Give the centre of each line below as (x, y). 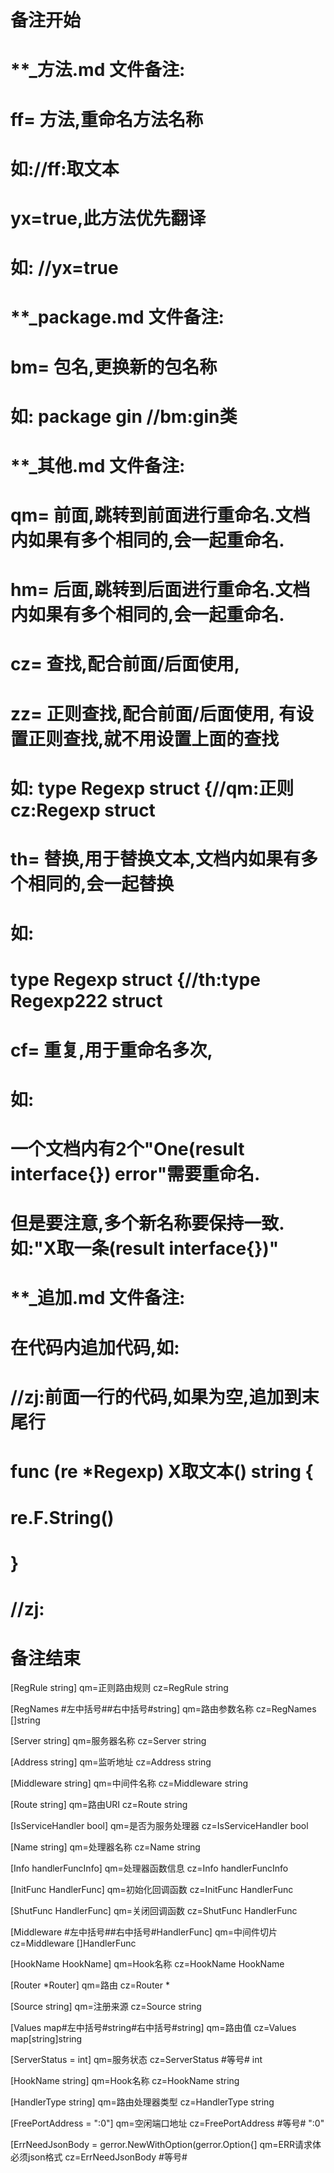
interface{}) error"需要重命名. (135, 1173)
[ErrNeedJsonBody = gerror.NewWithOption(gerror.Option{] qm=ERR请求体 (166, 2145)
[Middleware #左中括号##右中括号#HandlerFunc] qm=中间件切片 (144, 1932)
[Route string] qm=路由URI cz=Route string (99, 1805)
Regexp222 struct (86, 1001)
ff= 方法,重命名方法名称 (107, 119)
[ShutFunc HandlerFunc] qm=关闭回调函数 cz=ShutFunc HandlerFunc (154, 1911)
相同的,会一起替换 (101, 884)
